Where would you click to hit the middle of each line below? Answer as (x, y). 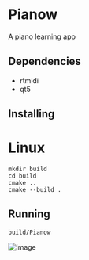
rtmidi (29, 80)
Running (30, 214)
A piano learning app (42, 36)
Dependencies (44, 61)
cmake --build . (35, 190)
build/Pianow (30, 232)
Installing (32, 114)
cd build (22, 176)
